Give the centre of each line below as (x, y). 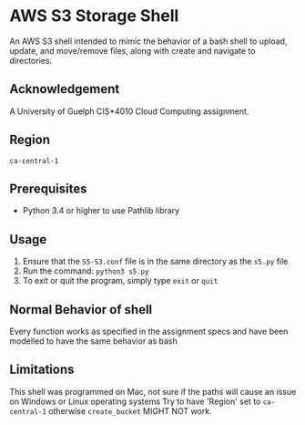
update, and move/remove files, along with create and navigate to (132, 50)
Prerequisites (48, 188)
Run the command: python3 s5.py (86, 271)
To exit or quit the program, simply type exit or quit (120, 281)
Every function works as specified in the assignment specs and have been (149, 331)
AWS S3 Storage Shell (94, 16)
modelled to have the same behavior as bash (93, 341)
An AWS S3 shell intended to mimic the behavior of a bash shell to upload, (148, 41)
